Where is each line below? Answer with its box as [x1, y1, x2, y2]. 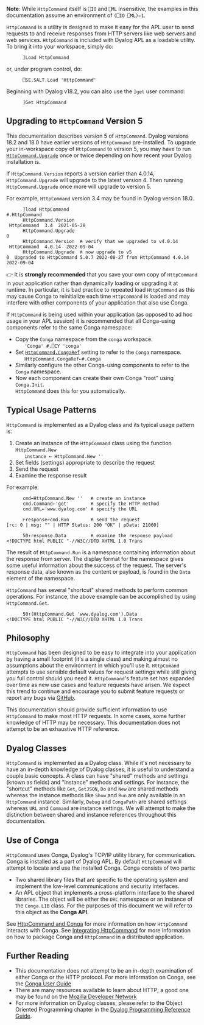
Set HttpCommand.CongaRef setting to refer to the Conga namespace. [15, 348, 181, 356]
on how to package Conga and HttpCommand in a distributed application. [6, 933, 185, 940]
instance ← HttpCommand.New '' [24, 453, 104, 459]
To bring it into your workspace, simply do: [6, 43, 114, 50]
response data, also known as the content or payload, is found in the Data [6, 568, 191, 575]
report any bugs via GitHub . [6, 694, 76, 702]
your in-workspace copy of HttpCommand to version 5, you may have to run [6, 145, 191, 152]
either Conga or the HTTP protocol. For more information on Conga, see [15, 973, 196, 981]
